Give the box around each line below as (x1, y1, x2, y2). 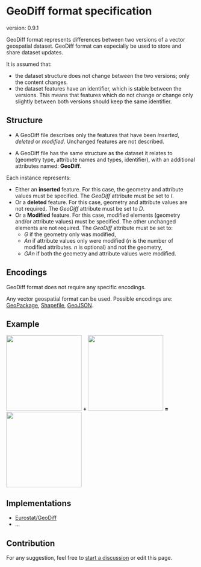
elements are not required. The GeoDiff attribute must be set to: (14, 224, 173, 231)
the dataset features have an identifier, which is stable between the (14, 85, 182, 92)
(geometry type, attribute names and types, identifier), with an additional (14, 156, 196, 163)
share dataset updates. (6, 48, 63, 56)
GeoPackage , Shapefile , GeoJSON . (6, 301, 94, 309)
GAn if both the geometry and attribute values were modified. (23, 249, 176, 257)
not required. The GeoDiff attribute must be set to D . (14, 205, 145, 212)
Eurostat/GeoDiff (14, 514, 57, 522)
